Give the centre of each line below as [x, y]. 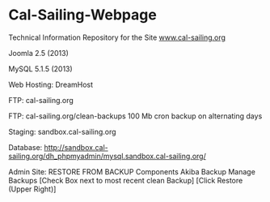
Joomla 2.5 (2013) [38, 53]
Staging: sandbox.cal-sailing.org [62, 131]
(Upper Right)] [32, 189]
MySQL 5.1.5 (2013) [40, 69]
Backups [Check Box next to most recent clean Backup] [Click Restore [126, 180]
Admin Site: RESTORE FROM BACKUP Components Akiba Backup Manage [132, 171]
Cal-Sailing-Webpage [83, 15]
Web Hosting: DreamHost [51, 84]
